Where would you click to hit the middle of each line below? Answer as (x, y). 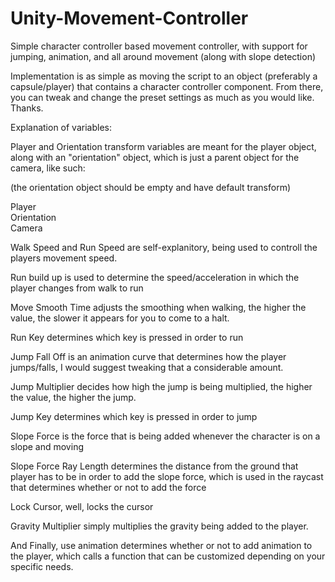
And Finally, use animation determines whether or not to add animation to (161, 545)
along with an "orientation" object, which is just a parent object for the (155, 157)
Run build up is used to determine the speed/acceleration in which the (155, 277)
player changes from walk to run (77, 288)
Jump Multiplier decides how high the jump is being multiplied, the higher (161, 386)
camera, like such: (48, 168)
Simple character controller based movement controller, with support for (159, 46)
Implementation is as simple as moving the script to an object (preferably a (164, 76)
